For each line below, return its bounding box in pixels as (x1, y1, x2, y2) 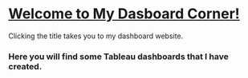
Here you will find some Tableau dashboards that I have (8, 51, 229, 62)
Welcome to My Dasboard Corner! (8, 5, 241, 23)
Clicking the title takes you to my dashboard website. (8, 31, 184, 41)
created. (8, 60, 43, 72)
